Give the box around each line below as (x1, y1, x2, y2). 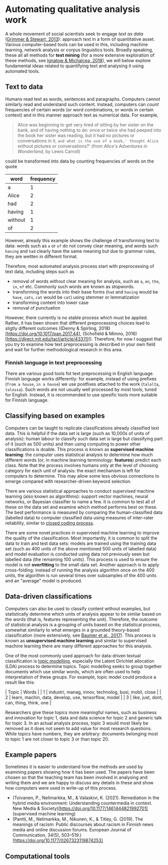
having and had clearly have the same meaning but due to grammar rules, (5, 248, 156, 254)
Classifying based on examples (5, 411, 105, 420)
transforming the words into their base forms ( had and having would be (12, 289, 158, 295)
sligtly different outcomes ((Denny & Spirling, (5, 325, 98, 331)
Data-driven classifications (5, 592, 92, 601)
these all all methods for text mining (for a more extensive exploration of (5, 52, 155, 58)
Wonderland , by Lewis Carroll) (17, 148, 80, 154)
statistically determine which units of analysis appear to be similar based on (5, 611, 161, 617)
